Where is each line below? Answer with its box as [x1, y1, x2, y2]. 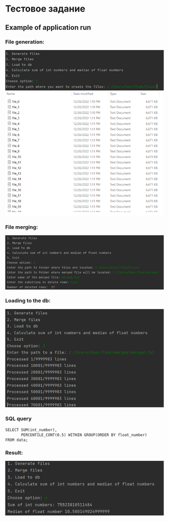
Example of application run [5, 23, 92, 32]
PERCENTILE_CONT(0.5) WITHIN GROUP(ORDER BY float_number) [21, 432, 147, 437]
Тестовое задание [5, 3, 86, 15]
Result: [5, 449, 23, 456]
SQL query [5, 415, 32, 422]
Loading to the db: [5, 297, 51, 304]
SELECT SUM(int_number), [5, 427, 57, 432]
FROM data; [5, 437, 28, 442]
